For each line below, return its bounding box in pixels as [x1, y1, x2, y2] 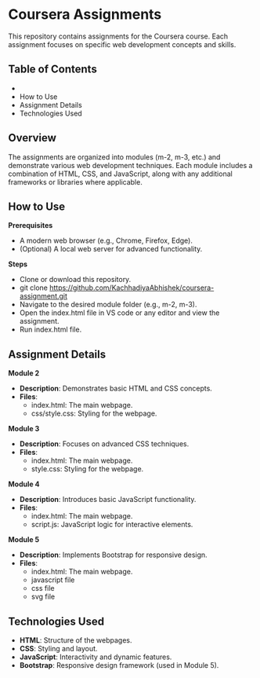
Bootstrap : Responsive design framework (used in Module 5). [19, 661, 219, 669]
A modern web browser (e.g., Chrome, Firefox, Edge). [19, 236, 193, 245]
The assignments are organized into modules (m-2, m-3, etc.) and [8, 152, 221, 162]
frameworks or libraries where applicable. [8, 177, 143, 186]
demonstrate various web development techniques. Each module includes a [8, 160, 253, 170]
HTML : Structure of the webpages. [19, 636, 132, 645]
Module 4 [8, 479, 41, 489]
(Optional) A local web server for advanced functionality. [19, 244, 203, 254]
